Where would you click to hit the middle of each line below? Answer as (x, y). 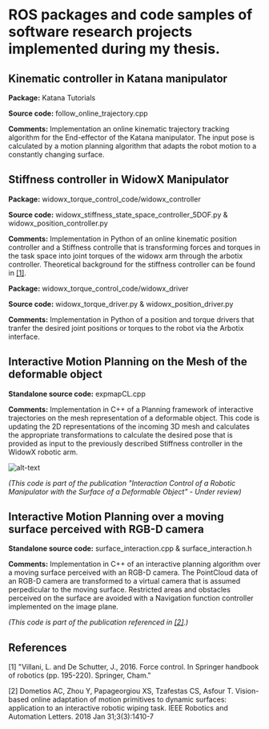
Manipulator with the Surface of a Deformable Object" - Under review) (125, 491)
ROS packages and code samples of (130, 15)
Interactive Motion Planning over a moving (116, 517)
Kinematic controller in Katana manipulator (118, 78)
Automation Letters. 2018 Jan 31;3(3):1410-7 (81, 717)
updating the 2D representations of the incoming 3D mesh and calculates (129, 426)
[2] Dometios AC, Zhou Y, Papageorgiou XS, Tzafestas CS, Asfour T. (121, 691)
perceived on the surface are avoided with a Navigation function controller (131, 598)
